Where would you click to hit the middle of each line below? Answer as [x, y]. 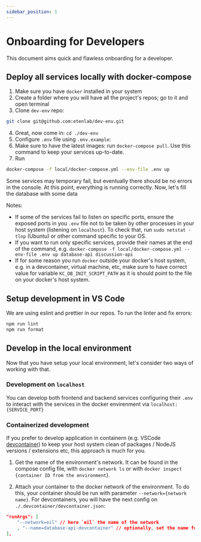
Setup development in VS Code [66, 299]
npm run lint [22, 324]
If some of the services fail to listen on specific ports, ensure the [94, 217]
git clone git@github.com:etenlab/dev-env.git [65, 122]
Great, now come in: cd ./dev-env [57, 133]
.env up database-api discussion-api [86, 255]
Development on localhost [45, 385]
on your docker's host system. [52, 280]
